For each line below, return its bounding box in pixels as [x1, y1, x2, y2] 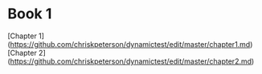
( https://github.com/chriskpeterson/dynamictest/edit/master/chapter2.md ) [7, 56, 255, 66]
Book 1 [7, 5, 52, 23]
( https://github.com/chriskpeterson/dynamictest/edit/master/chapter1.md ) [7, 39, 253, 49]
